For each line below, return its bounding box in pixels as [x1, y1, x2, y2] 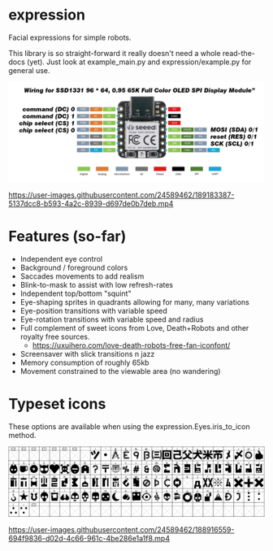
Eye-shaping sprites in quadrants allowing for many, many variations [19, 297, 250, 306]
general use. [8, 65, 50, 75]
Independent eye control [19, 254, 103, 263]
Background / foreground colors [19, 262, 128, 272]
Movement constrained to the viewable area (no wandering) [19, 366, 221, 375]
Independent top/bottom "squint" [19, 289, 132, 298]
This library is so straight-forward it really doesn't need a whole [8, 48, 221, 58]
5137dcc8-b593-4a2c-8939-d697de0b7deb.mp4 [8, 198, 174, 208]
